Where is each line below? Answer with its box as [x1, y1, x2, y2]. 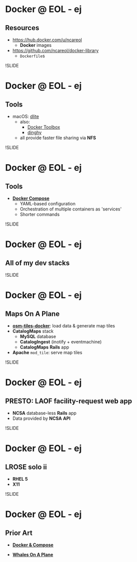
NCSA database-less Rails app [12, 410, 76, 416]
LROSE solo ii [5, 463, 47, 471]
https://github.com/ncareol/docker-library [12, 48, 99, 53]
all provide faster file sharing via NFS [19, 135, 96, 141]
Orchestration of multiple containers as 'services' [19, 206, 122, 212]
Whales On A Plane [12, 551, 53, 557]
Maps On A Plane [5, 309, 60, 318]
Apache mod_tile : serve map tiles [12, 350, 82, 355]
